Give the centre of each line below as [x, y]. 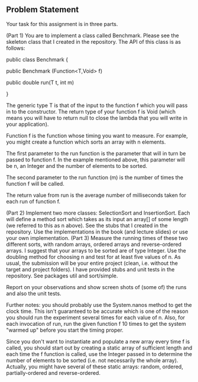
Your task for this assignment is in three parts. [62, 24]
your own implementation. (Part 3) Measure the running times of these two [97, 238]
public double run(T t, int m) [40, 82]
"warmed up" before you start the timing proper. [65, 330]
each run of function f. [33, 201]
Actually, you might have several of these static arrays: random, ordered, [95, 367]
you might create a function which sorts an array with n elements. [86, 142]
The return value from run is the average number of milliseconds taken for [96, 195]
